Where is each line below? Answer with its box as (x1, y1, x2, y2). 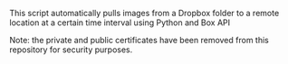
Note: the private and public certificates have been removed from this (9, 35, 269, 45)
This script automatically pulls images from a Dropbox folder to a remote (9, 8, 280, 18)
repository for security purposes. (9, 44, 133, 55)
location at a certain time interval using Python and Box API (9, 17, 231, 28)
